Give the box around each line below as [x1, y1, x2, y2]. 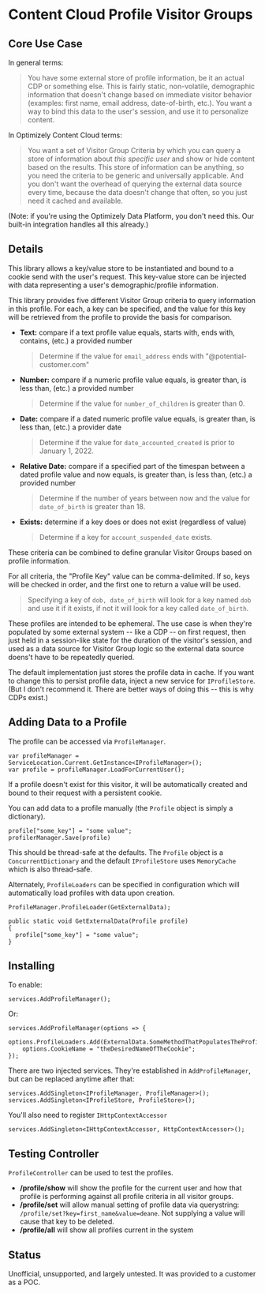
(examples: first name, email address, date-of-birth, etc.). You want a [27, 99, 252, 107]
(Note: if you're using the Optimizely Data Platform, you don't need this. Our [8, 212, 255, 220]
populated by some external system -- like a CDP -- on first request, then [8, 627, 246, 636]
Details [8, 242, 43, 256]
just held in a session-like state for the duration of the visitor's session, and [8, 635, 252, 645]
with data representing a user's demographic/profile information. [8, 280, 219, 290]
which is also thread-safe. [8, 864, 93, 874]
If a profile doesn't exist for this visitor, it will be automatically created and [8, 779, 248, 789]
